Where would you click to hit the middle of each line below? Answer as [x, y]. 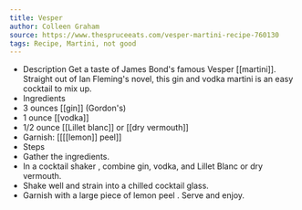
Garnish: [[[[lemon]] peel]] [72, 137]
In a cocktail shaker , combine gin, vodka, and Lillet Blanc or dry [142, 166]
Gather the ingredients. [66, 157]
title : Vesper [36, 18]
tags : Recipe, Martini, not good [73, 43]
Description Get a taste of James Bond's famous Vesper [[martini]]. [149, 69]
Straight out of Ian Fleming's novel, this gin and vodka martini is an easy [158, 79]
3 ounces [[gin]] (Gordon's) [74, 108]
